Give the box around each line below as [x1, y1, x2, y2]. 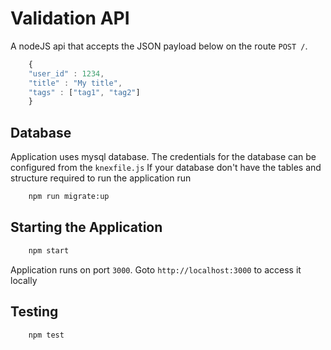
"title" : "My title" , [28, 78, 123, 88]
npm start [28, 245, 70, 256]
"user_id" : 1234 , [28, 68, 105, 79]
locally [10, 274, 38, 286]
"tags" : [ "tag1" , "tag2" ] [28, 87, 141, 97]
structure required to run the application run [10, 172, 192, 184]
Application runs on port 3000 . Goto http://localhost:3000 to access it [10, 263, 302, 276]
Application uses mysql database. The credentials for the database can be [10, 151, 317, 163]
